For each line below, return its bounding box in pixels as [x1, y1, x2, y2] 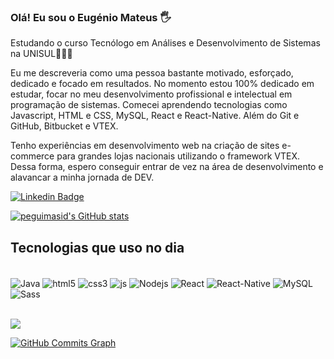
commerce [10, 150, 55, 162]
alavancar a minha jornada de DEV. [10, 171, 155, 184]
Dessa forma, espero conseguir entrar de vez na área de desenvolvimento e [10, 161, 324, 173]
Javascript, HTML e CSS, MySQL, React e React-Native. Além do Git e [10, 110, 300, 122]
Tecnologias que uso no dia [10, 239, 185, 256]
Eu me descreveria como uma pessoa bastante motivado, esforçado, [10, 67, 294, 79]
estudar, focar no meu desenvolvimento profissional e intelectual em [10, 88, 293, 100]
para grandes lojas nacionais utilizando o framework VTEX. [56, 150, 301, 162]
